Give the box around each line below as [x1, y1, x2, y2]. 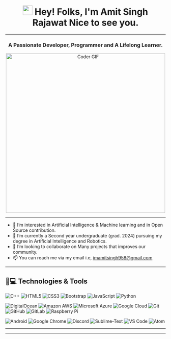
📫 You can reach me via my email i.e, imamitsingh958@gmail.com [12, 255, 153, 261]
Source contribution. [12, 227, 56, 233]
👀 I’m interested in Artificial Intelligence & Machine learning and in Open [12, 222, 163, 228]
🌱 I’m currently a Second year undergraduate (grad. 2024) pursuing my [12, 233, 162, 239]
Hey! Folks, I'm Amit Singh [35, 6, 149, 18]
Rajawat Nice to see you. [32, 17, 139, 29]
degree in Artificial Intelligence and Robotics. [12, 238, 107, 245]
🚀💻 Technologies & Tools [5, 277, 88, 285]
